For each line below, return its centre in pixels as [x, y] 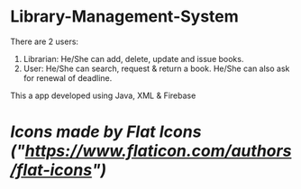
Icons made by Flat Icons [106, 132]
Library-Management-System [125, 17]
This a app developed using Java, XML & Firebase [103, 95]
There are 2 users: [45, 41]
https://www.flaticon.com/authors [158, 151]
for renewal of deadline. [68, 77]
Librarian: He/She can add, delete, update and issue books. [133, 58]
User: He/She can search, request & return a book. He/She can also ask [156, 68]
